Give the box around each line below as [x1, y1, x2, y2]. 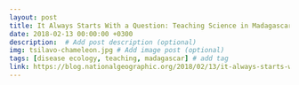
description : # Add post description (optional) [9, 37, 198, 47]
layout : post [9, 12, 58, 22]
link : [9, 63, 29, 72]
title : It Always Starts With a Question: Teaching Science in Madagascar [9, 21, 293, 30]
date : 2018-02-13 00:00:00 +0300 [9, 29, 133, 38]
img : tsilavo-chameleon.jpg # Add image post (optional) [9, 46, 225, 55]
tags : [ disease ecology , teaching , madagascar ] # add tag [9, 54, 229, 63]
